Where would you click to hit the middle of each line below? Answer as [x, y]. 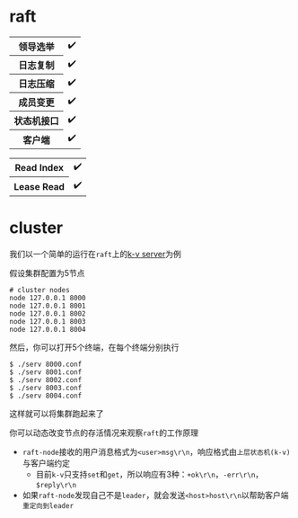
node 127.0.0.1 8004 [48, 329]
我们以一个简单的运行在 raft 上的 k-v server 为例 [96, 254]
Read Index [39, 168]
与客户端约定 [46, 463]
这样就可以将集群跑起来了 [57, 413]
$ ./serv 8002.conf [46, 380]
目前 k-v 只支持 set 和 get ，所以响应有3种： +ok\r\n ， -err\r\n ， [149, 474]
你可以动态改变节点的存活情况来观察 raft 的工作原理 [104, 433]
